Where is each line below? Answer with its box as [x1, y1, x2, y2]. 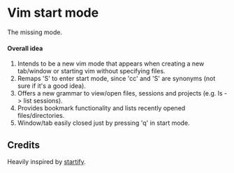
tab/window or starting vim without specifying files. [17, 67, 166, 75]
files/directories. [17, 112, 65, 120]
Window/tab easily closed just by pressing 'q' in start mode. [17, 119, 190, 127]
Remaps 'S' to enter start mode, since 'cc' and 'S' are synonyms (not [17, 75, 216, 83]
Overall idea [7, 44, 43, 52]
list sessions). [23, 96, 63, 105]
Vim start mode [7, 5, 99, 21]
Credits [7, 139, 41, 151]
